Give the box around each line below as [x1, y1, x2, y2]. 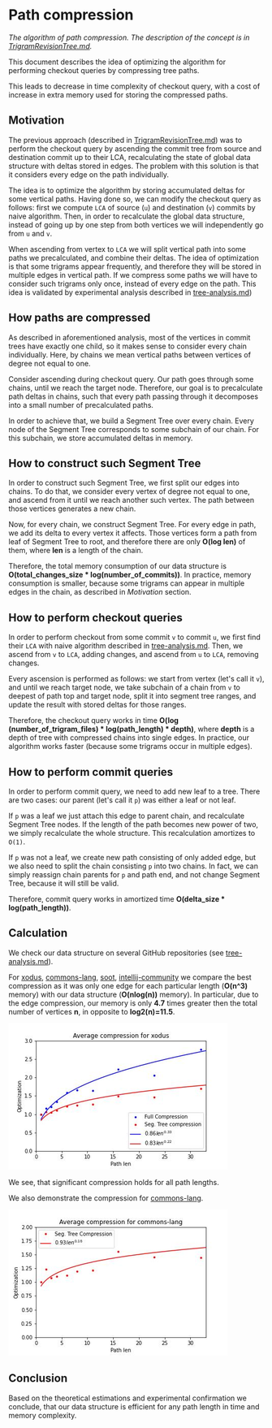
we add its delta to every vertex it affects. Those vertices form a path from [8, 528, 257, 538]
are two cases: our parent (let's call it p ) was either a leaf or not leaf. [8, 795, 236, 805]
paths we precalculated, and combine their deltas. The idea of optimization [8, 253, 260, 262]
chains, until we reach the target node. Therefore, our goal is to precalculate [8, 383, 263, 392]
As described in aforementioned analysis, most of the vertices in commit [8, 332, 251, 342]
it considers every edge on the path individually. [8, 169, 169, 180]
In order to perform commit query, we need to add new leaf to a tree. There [8, 786, 261, 796]
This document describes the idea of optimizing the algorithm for [8, 57, 226, 67]
